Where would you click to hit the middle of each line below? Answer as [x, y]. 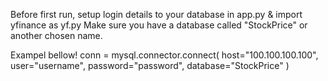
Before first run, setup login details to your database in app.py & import [156, 14]
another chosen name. [56, 35]
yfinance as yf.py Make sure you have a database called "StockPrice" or [159, 25]
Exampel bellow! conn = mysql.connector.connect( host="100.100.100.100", [164, 55]
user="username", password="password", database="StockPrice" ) [150, 65]
